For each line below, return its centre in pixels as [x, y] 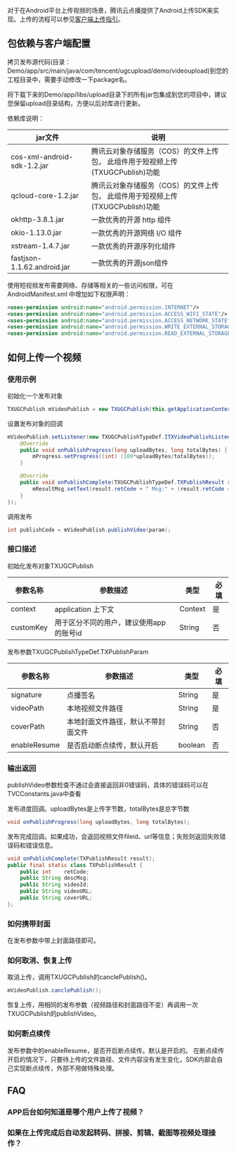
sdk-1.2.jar [30, 166]
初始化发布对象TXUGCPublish [50, 565]
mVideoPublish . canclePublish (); [54, 990]
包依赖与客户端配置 [49, 43]
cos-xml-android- [42, 156]
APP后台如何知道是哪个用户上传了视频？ [76, 1112]
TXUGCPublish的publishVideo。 [54, 1014]
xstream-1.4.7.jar [40, 245]
